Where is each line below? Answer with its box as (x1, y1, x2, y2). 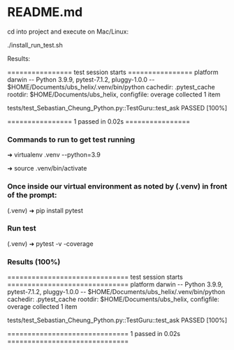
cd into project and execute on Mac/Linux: (7, 27, 129, 36)
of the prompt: (7, 190, 57, 200)
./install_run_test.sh (7, 41, 63, 49)
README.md (7, 4, 83, 20)
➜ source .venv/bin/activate (7, 164, 87, 173)
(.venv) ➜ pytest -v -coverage (7, 239, 94, 248)
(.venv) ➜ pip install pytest (7, 206, 84, 214)
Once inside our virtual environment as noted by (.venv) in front (7, 182, 228, 191)
